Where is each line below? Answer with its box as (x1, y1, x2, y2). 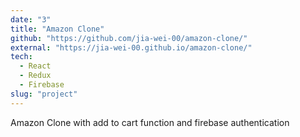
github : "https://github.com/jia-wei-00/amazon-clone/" (10, 33, 248, 43)
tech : (10, 52, 33, 62)
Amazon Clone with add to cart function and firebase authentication (10, 116, 290, 128)
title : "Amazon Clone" (10, 24, 105, 34)
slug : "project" (10, 89, 78, 99)
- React (19, 61, 52, 71)
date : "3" (10, 14, 52, 25)
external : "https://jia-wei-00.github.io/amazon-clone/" (10, 42, 253, 53)
